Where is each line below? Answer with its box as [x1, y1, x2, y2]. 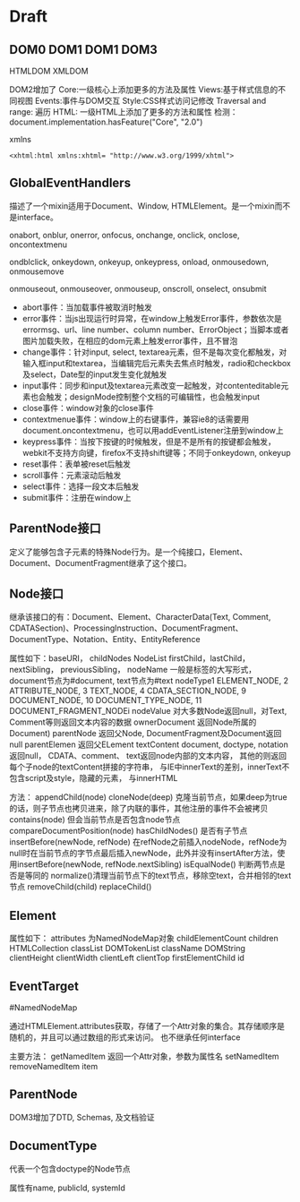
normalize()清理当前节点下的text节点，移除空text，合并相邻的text [50, 871, 292, 881]
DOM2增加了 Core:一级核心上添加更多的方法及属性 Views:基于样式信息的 [9, 84, 279, 95]
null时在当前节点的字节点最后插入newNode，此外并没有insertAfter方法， [9, 848, 278, 859]
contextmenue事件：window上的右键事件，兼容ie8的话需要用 [21, 414, 249, 425]
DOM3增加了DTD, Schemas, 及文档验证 [9, 1112, 155, 1122]
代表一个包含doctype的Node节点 [9, 1163, 132, 1174]
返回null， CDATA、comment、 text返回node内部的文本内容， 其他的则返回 [9, 751, 287, 761]
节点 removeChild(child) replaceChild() [9, 881, 152, 892]
